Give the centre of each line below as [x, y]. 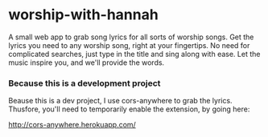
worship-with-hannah [83, 15]
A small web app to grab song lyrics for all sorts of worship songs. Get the [131, 37]
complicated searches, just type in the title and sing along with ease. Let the [134, 54]
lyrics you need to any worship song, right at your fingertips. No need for [129, 45]
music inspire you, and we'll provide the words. [87, 62]
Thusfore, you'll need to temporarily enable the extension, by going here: [129, 109]
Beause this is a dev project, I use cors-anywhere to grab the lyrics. [120, 101]
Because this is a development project [85, 83]
